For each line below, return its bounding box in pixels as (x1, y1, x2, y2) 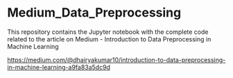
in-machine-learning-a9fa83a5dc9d (7, 63, 111, 71)
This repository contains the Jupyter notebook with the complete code (7, 28, 209, 36)
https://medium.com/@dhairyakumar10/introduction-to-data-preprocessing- (7, 55, 226, 64)
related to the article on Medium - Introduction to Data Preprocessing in (7, 35, 212, 43)
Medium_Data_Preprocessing (7, 5, 182, 21)
